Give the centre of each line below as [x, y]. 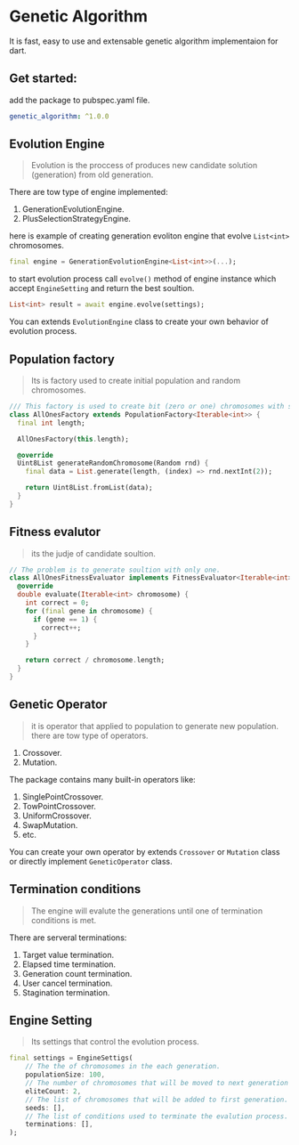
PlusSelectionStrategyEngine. [77, 219]
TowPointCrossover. [59, 806]
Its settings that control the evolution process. [115, 1042]
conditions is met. [64, 920]
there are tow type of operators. [89, 735]
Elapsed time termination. [69, 964]
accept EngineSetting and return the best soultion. [102, 288]
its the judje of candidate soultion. [93, 553]
